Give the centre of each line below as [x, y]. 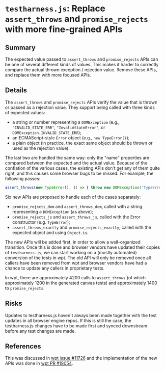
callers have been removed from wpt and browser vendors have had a [76, 263]
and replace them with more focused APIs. [48, 75]
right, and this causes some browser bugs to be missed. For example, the [79, 173]
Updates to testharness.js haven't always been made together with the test [81, 315]
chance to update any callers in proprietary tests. [55, 268]
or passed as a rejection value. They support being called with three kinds [80, 107]
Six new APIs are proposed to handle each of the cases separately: [73, 197]
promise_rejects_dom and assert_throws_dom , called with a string [77, 206]
